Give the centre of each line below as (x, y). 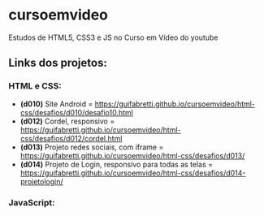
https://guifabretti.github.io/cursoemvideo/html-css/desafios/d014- (133, 173)
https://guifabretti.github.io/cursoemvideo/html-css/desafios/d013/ (132, 155)
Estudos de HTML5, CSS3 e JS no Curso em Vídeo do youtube (113, 37)
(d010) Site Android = (56, 104)
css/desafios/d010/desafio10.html (77, 112)
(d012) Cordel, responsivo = (67, 121)
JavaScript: (32, 202)
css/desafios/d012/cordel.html (71, 138)
